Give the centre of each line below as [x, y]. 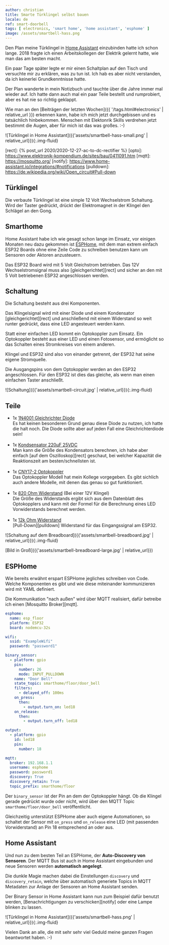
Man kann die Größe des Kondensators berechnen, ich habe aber [80, 450]
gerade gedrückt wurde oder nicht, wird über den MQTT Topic [70, 801]
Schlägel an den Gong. [29, 211]
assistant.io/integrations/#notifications [45, 167]
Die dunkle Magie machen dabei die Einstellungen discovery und [72, 876]
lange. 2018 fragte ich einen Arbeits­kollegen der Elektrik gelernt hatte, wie [82, 53]
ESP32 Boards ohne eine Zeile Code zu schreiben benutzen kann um [77, 249]
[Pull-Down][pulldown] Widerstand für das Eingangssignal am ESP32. [85, 526]
